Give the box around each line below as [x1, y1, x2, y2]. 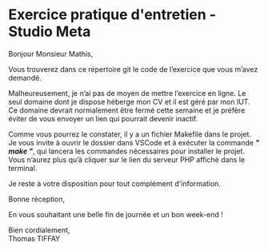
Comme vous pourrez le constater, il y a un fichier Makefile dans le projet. [8, 129, 252, 139]
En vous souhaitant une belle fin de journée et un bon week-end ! [8, 209, 224, 219]
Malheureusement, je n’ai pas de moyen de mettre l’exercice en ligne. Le [8, 88, 246, 97]
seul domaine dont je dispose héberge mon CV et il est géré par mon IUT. [8, 97, 250, 106]
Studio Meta [8, 22, 91, 41]
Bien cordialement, [8, 225, 70, 235]
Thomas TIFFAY [8, 233, 61, 243]
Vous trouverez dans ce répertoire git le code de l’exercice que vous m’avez [8, 64, 258, 73]
